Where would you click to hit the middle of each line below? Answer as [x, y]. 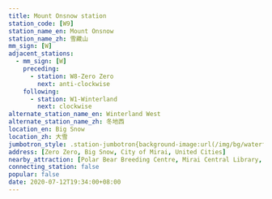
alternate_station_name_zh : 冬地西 [66, 122]
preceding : [41, 69]
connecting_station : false [54, 167]
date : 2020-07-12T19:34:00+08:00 [65, 182]
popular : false [34, 175]
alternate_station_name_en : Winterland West [85, 115]
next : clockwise [65, 106]
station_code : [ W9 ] [41, 24]
